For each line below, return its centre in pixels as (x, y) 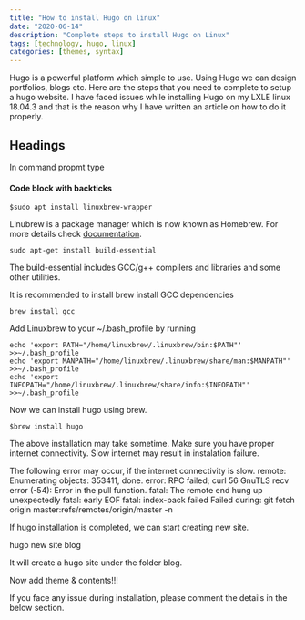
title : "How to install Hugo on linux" (85, 18)
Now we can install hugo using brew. (78, 410)
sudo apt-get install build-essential (83, 251)
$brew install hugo (46, 427)
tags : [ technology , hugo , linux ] (73, 43)
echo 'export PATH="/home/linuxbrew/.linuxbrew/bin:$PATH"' (126, 346)
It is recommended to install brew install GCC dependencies (122, 295)
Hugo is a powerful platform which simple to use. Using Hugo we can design (153, 77)
